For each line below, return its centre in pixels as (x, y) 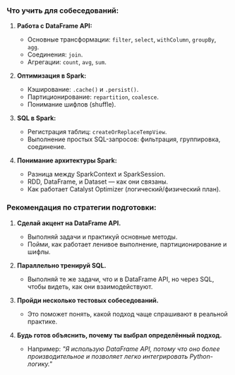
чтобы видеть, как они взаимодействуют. (90, 286)
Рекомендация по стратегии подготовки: (82, 208)
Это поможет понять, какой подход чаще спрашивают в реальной (128, 314)
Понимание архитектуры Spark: (67, 160)
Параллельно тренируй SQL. (61, 265)
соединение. (47, 147)
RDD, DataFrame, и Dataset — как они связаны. (98, 181)
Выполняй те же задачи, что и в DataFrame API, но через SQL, (121, 279)
